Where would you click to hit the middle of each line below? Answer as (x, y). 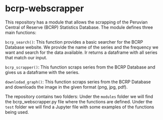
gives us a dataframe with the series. (42, 72)
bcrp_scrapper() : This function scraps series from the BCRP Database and (80, 67)
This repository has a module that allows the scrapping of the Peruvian (76, 22)
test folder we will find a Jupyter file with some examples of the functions (80, 107)
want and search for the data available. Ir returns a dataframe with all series (81, 52)
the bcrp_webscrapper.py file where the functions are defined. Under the (79, 101)
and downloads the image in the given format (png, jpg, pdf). (67, 87)
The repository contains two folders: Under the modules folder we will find (79, 96)
